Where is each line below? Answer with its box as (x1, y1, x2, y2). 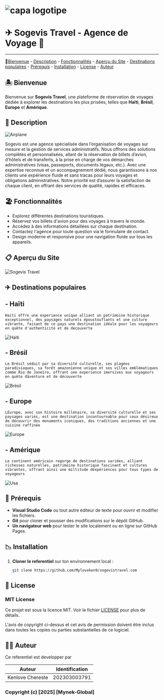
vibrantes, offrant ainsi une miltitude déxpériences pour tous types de (5, 467, 159, 472)
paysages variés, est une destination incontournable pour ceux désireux (5, 414, 159, 420)
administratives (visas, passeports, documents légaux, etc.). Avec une (5, 162, 146, 167)
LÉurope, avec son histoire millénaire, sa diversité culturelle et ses (5, 410, 156, 415)
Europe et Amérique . (5, 104, 48, 110)
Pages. (12, 528, 26, 534)
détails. (5, 612, 20, 618)
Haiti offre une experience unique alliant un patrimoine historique (5, 313, 150, 318)
